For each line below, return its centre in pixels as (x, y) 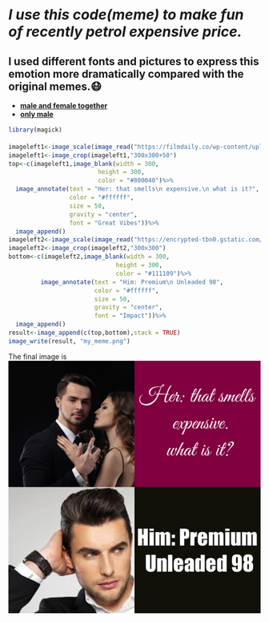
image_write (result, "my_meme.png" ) (69, 341)
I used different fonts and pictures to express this (134, 61)
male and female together (64, 105)
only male (36, 114)
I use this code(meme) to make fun (126, 15)
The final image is (38, 356)
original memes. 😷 (55, 86)
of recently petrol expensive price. (125, 32)
